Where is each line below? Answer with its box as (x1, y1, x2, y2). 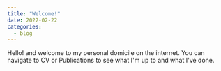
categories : (7, 23, 42, 30)
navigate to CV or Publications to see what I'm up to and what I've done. (7, 56, 215, 65)
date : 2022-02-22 (7, 17, 58, 24)
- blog (13, 29, 33, 37)
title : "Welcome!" (7, 10, 61, 17)
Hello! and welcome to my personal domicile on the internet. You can (7, 49, 205, 57)
